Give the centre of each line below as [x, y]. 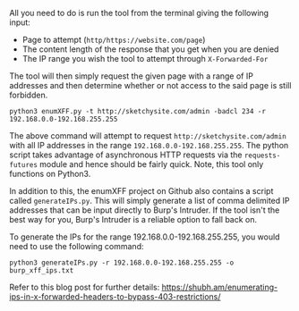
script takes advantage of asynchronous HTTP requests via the [126, 155]
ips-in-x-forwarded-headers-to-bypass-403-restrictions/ [115, 297]
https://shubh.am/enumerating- [220, 287]
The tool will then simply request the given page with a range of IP [131, 76]
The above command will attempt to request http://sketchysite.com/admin [148, 136]
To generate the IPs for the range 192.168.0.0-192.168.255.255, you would [145, 237]
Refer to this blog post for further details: [85, 287]
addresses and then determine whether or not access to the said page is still [150, 85]
